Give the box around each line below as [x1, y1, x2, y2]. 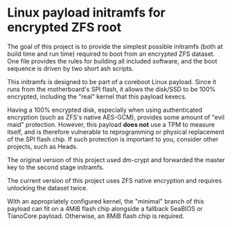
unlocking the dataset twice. [7, 184, 88, 192]
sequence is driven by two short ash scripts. [7, 64, 134, 72]
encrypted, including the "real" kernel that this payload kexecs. [7, 92, 187, 101]
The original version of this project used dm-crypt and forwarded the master [7, 155, 225, 164]
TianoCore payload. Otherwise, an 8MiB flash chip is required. [7, 212, 185, 220]
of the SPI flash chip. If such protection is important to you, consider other [7, 135, 219, 143]
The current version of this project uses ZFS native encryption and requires [7, 176, 222, 184]
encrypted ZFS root [7, 19, 122, 35]
